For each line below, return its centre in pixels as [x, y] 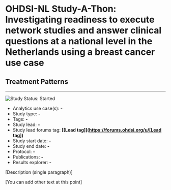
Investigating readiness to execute [80, 20]
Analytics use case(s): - [37, 108]
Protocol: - [24, 151]
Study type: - [26, 114]
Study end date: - [31, 146]
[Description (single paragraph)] [39, 172]
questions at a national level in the [79, 41]
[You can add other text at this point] [44, 182]
